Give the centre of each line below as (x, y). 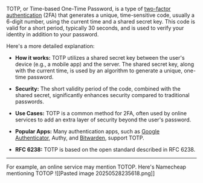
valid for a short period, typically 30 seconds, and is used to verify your (95, 28)
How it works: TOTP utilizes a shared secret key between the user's (100, 58)
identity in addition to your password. (53, 34)
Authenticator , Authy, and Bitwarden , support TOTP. (80, 138)
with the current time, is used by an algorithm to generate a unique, (99, 71)
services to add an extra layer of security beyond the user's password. (103, 120)
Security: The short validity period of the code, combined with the (98, 89)
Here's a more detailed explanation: (50, 46)
